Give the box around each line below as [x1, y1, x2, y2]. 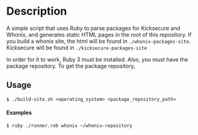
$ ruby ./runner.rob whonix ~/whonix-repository [6, 122, 133, 129]
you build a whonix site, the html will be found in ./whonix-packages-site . [6, 37, 191, 45]
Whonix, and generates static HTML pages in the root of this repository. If [6, 31, 192, 38]
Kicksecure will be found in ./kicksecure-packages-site [6, 44, 147, 51]
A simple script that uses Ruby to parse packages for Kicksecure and [6, 24, 180, 32]
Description [6, 4, 67, 18]
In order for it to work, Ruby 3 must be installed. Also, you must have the [6, 56, 188, 63]
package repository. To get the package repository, [6, 62, 136, 70]
